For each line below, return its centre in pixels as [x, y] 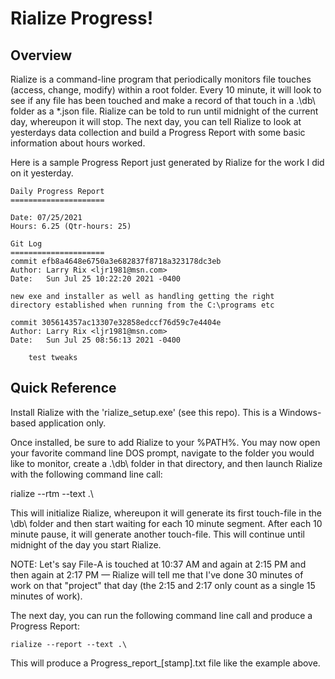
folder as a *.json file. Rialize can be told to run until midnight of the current [164, 111]
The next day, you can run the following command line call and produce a [161, 615]
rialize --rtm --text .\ [52, 493]
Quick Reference [63, 388]
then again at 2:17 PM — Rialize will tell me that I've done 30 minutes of [157, 574]
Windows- [300, 412]
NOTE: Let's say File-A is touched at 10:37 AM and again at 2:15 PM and [158, 564]
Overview [41, 55]
